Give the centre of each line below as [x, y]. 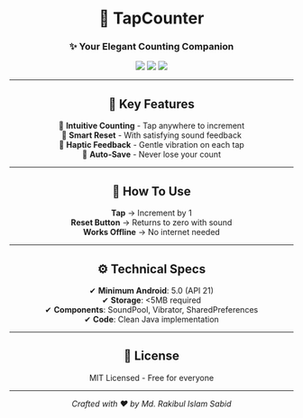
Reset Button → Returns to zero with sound [151, 223]
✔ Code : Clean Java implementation [151, 319]
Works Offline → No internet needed [151, 232]
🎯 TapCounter [151, 18]
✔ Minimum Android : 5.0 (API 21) [151, 290]
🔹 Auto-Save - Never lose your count [151, 154]
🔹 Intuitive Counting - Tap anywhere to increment [151, 126]
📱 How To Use [151, 191]
